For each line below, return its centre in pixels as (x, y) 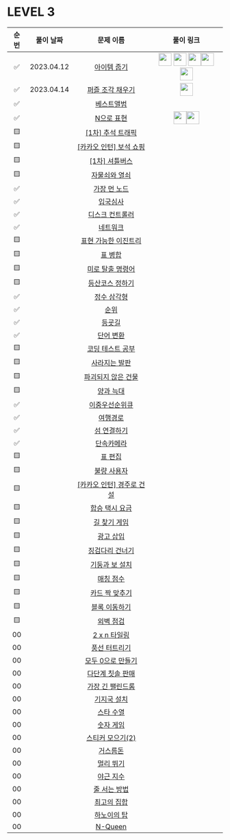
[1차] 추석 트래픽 (111, 133)
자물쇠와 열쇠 (111, 176)
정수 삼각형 (111, 297)
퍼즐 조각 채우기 (111, 90)
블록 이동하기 (111, 608)
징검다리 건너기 (111, 551)
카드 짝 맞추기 (111, 593)
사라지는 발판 (111, 363)
